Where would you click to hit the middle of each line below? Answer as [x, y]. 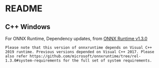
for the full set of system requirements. [108, 61]
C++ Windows [28, 27]
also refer [16, 56]
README [24, 9]
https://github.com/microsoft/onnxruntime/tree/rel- [85, 56]
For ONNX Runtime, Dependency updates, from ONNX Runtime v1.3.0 [76, 38]
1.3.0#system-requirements [33, 61]
